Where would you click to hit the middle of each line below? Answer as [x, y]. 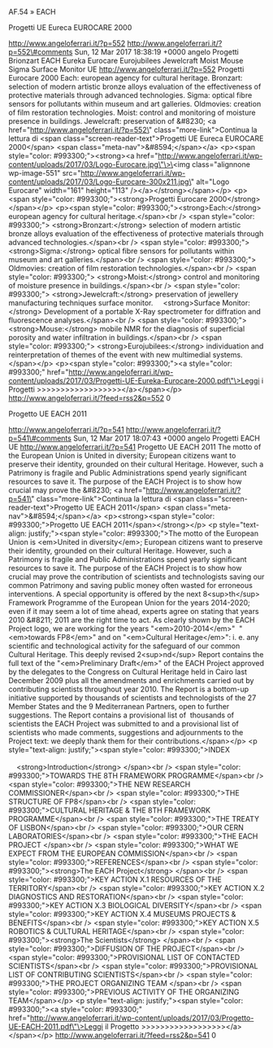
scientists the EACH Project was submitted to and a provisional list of [124, 724]
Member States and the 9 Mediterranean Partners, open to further [119, 706]
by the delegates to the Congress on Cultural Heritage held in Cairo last [128, 672]
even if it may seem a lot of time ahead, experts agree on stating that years [134, 611]
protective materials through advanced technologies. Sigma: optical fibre [130, 95]
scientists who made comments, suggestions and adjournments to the [126, 732]
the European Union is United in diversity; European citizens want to [122, 456]
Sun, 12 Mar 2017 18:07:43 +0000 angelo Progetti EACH [166, 438]
